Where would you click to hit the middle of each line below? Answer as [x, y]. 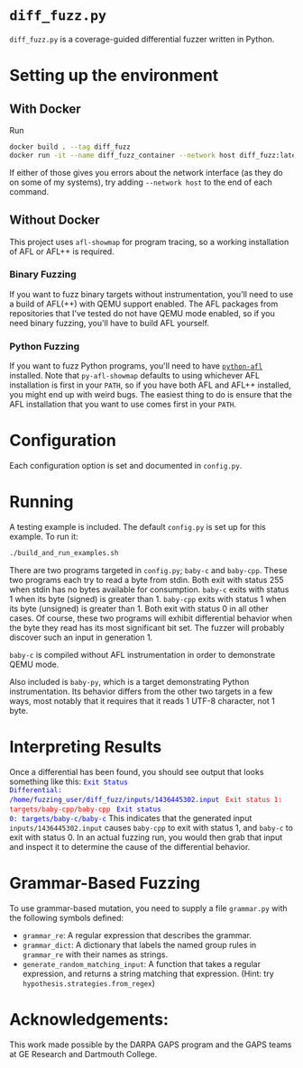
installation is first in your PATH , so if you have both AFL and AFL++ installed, [150, 385]
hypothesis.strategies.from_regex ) [88, 983]
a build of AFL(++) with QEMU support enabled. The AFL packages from [144, 304]
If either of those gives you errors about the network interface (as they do [146, 172]
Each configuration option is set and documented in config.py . [126, 466]
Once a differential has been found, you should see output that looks [137, 771]
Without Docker [55, 220]
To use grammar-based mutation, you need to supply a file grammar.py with [148, 908]
